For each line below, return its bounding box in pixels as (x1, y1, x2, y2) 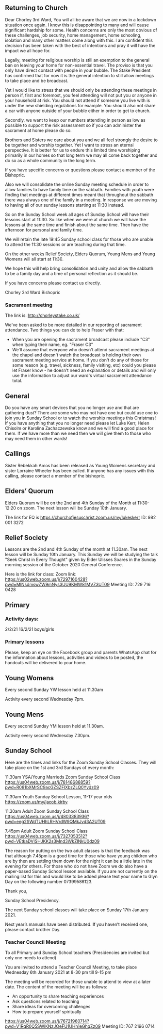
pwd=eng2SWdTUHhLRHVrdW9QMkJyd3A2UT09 (5, 819, 106, 824)
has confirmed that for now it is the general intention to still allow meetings (5, 72, 154, 78)
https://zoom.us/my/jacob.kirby (5, 799, 68, 804)
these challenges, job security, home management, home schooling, (5, 32, 142, 38)
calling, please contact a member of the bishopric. (5, 473, 106, 478)
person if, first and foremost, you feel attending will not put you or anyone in (5, 92, 157, 98)
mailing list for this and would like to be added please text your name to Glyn (5, 873, 158, 879)
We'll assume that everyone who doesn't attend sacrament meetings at (12, 347, 154, 353)
